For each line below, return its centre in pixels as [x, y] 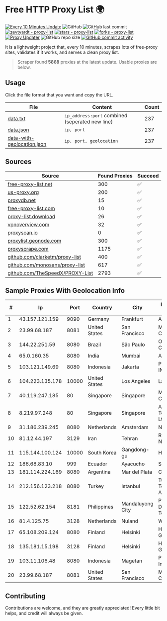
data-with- [21, 138]
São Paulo [133, 345]
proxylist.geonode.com [35, 241]
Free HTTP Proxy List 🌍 [55, 10]
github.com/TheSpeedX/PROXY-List [50, 273]
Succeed [148, 176]
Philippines [101, 507]
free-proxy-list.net [30, 184]
